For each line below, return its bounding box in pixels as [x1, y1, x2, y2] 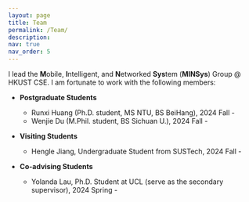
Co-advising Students [19, 162, 93, 171]
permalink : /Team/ [8, 26, 68, 34]
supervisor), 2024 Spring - [31, 186, 118, 194]
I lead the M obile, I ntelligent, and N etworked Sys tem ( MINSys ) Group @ [8, 70, 241, 78]
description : [8, 33, 51, 41]
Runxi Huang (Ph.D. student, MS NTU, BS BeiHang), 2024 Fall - [31, 108, 235, 117]
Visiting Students [19, 132, 78, 141]
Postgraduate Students [19, 93, 97, 102]
